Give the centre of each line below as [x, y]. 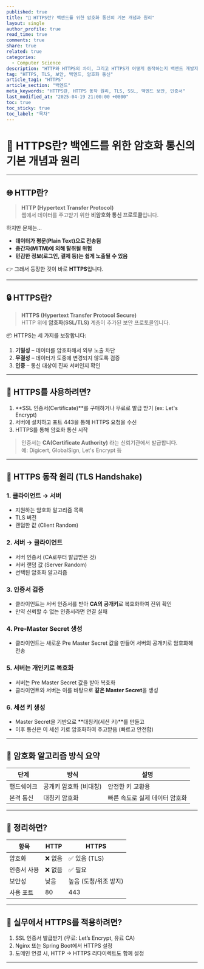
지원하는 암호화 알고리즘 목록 [49, 510]
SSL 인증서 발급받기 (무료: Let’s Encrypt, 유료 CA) [75, 938]
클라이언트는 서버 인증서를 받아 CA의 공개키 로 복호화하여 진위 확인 [93, 604]
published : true [27, 12]
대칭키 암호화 [61, 797]
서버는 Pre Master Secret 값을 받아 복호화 [65, 682]
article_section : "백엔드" [39, 86]
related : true [24, 52]
